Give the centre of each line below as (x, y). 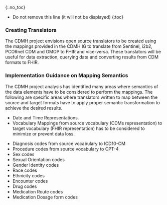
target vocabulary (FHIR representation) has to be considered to (79, 128)
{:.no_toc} (15, 7)
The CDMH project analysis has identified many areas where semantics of (82, 86)
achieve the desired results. (34, 108)
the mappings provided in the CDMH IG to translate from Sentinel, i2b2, (79, 46)
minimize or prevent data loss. (44, 133)
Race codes (25, 170)
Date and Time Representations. (46, 117)
